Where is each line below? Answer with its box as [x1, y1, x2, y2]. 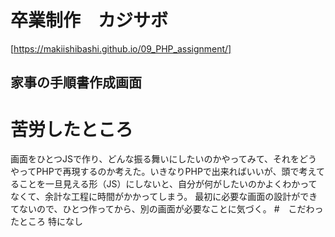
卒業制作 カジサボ [10, 9, 169, 32]
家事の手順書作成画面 [10, 74, 142, 91]
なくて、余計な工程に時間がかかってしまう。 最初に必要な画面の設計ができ [10, 191, 318, 203]
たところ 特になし [10, 216, 83, 228]
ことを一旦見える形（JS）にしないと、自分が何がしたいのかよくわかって [18, 178, 318, 190]
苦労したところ [10, 118, 134, 141]
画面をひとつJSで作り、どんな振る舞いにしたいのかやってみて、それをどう [10, 153, 318, 165]
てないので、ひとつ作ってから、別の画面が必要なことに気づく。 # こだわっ [10, 203, 324, 215]
